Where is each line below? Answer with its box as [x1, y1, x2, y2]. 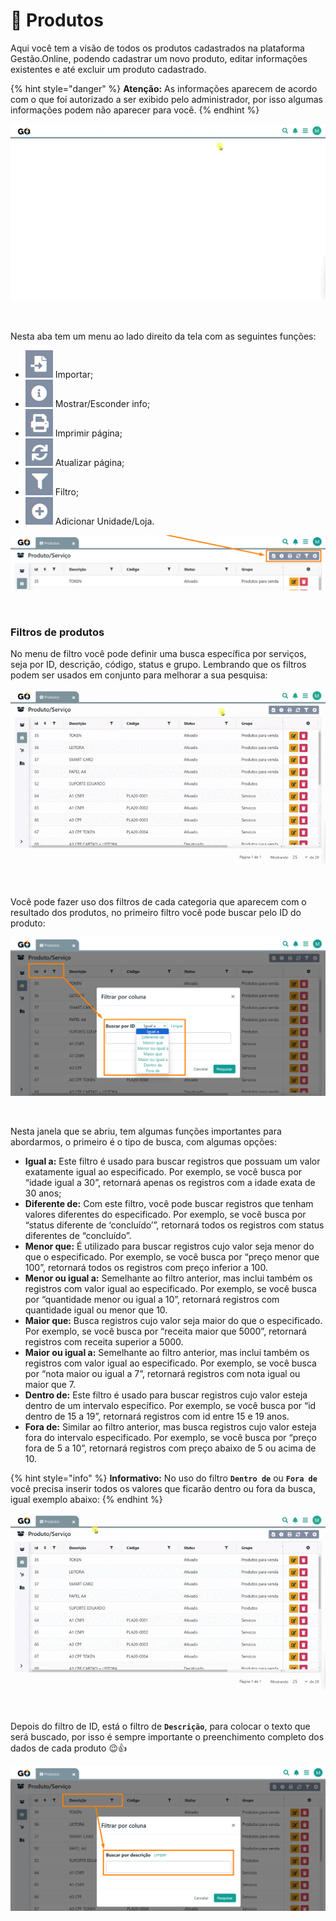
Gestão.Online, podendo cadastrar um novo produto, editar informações [10, 52, 308, 64]
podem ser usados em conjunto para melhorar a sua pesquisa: [10, 669, 268, 681]
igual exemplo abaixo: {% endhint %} [10, 1494, 163, 1506]
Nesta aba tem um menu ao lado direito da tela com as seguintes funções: [10, 330, 317, 343]
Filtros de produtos [10, 625, 105, 639]
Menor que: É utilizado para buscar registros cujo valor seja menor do [24, 1240, 315, 1253]
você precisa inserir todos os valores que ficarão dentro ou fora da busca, [10, 1483, 316, 1495]
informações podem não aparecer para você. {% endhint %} [10, 104, 260, 116]
